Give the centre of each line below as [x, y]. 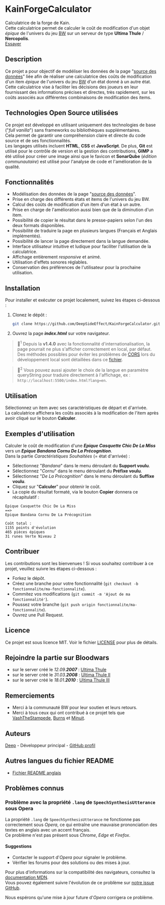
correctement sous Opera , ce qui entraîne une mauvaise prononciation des [81, 825]
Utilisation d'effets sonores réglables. [50, 262]
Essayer [13, 43]
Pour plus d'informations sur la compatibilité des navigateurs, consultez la [80, 872]
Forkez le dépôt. [29, 578]
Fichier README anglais [37, 773]
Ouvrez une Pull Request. [38, 615]
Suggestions [18, 846]
